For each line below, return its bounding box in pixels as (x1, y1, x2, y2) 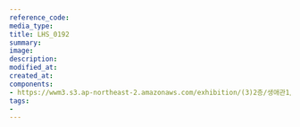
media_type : (9, 21, 54, 30)
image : (9, 47, 34, 55)
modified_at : (9, 63, 58, 72)
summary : (9, 38, 42, 47)
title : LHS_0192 (9, 30, 70, 38)
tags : (9, 96, 29, 106)
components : (9, 80, 54, 89)
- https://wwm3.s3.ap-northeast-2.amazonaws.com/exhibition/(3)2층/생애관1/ (9, 88, 295, 97)
